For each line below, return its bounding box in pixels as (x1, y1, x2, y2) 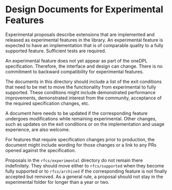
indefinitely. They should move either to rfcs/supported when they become (5, 162, 164, 168)
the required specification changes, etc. (5, 100, 90, 106)
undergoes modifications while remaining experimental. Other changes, (5, 115, 157, 121)
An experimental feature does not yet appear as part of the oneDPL (5, 57, 148, 64)
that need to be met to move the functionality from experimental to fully (5, 83, 157, 90)
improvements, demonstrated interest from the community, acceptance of (5, 95, 162, 101)
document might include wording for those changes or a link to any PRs (5, 142, 157, 148)
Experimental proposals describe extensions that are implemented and (5, 31, 155, 37)
